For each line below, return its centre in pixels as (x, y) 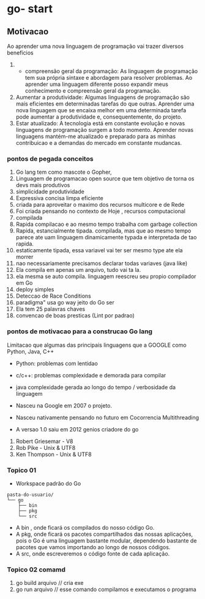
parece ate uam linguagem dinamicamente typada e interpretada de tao (106, 238)
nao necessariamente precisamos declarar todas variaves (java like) (102, 263)
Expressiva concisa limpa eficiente (59, 198)
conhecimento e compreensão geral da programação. (93, 91)
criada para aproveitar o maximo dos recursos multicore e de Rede (100, 205)
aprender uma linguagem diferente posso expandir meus (97, 84)
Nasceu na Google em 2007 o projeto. (64, 405)
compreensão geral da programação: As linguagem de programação (111, 71)
